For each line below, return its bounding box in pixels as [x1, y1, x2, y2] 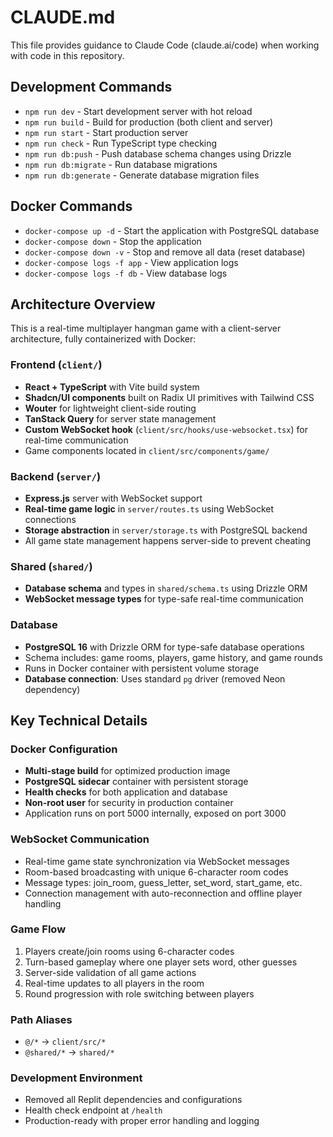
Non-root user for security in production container [24, 797, 234, 809]
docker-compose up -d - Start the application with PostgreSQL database [24, 224, 320, 236]
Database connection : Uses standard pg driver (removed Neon [24, 672, 286, 685]
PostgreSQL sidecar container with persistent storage [24, 776, 249, 788]
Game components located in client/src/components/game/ [24, 444, 270, 456]
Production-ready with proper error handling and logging [24, 1115, 260, 1127]
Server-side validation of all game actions [24, 966, 197, 978]
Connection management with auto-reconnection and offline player [24, 887, 303, 899]
